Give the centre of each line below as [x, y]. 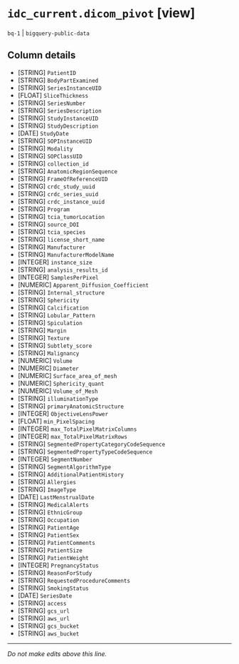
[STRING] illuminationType [58, 398]
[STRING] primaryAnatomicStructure [71, 406]
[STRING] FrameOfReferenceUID [63, 178]
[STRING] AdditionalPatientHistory [71, 474]
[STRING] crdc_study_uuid [57, 186]
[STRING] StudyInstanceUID [58, 118]
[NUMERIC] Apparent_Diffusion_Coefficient [83, 285]
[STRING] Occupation [48, 519]
